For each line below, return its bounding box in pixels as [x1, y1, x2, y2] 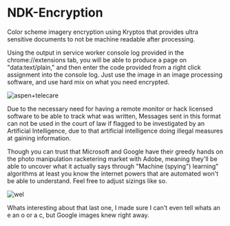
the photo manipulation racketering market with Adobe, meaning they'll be [7, 154, 218, 163]
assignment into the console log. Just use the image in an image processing [7, 70, 222, 79]
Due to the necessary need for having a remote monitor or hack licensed [7, 104, 213, 113]
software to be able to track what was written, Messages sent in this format [7, 112, 222, 120]
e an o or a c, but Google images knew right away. [7, 211, 149, 219]
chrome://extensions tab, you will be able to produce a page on [7, 55, 187, 64]
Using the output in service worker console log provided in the [7, 48, 185, 57]
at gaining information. [7, 133, 71, 142]
